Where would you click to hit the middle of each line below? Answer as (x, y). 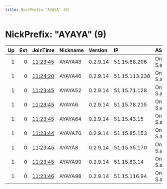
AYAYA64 (71, 119)
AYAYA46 (71, 76)
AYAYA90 (71, 162)
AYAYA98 (71, 176)
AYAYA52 (71, 90)
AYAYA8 (69, 147)
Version (98, 50)
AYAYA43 (71, 62)
